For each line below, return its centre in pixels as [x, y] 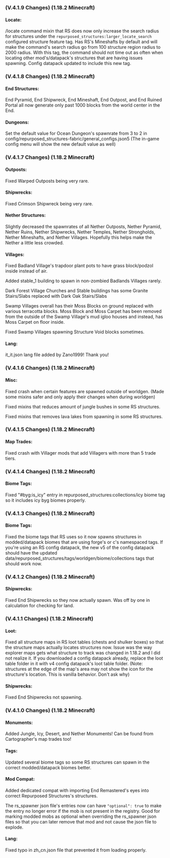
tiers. [11, 458]
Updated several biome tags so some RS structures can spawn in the [77, 762]
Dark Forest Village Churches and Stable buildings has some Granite [77, 291]
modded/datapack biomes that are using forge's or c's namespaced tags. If [84, 542]
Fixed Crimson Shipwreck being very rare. [49, 203]
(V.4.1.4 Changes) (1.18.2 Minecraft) [50, 471]
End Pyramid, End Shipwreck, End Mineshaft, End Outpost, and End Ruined [84, 100]
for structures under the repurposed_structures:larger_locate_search [79, 37]
